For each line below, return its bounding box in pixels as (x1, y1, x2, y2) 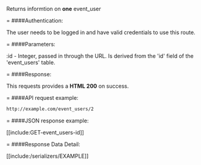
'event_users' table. (6, 59, 56, 66)
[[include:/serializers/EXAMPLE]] (6, 152, 89, 160)
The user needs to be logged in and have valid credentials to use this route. (6, 29, 196, 36)
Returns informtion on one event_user (6, 5, 102, 12)
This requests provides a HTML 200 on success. (6, 82, 129, 90)
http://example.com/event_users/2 (6, 106, 94, 112)
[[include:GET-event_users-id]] (6, 128, 84, 136)
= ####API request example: (6, 94, 79, 101)
